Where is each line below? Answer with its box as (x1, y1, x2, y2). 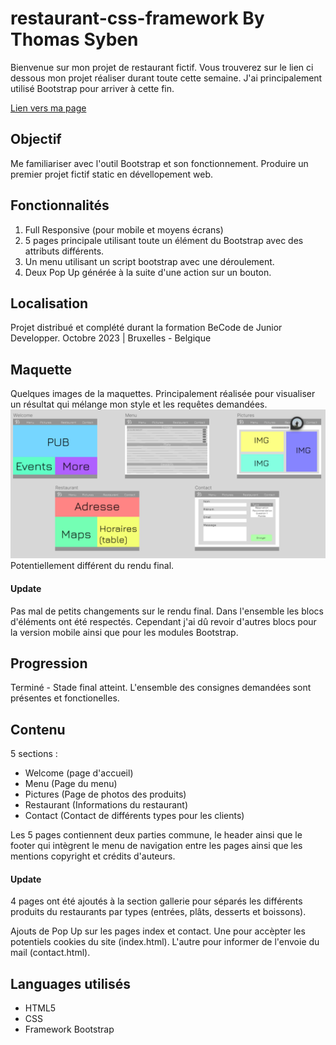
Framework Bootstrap (24, 1023, 115, 1036)
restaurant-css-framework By (10, 7, 265, 30)
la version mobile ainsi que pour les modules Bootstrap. (10, 626, 239, 638)
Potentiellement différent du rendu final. (10, 560, 175, 572)
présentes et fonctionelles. (10, 692, 120, 704)
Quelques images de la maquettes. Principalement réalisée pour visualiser (10, 388, 316, 400)
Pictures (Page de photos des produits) (24, 788, 187, 801)
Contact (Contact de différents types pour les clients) (24, 810, 245, 822)
